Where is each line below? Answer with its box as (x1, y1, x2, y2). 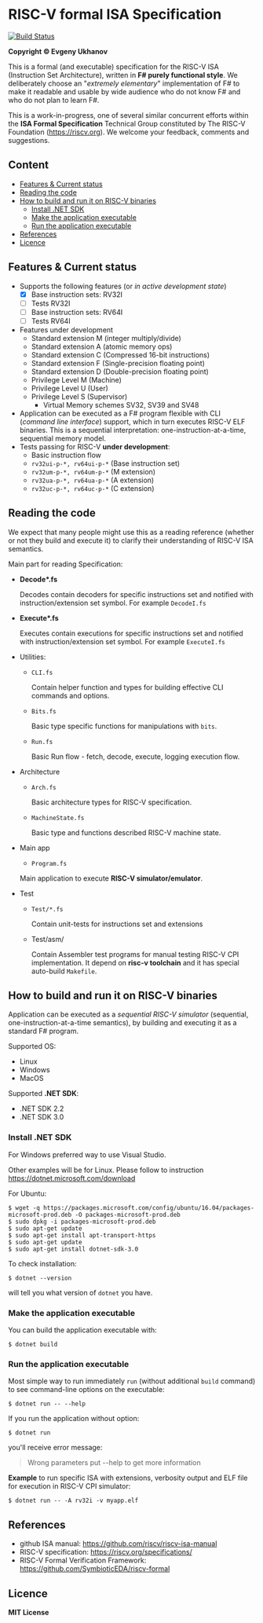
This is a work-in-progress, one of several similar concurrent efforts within (8, 110, 249, 119)
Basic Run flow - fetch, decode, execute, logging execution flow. (31, 752, 240, 761)
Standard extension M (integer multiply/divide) (31, 333, 182, 343)
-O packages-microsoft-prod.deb (75, 1211, 181, 1218)
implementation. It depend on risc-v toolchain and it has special (31, 958, 239, 967)
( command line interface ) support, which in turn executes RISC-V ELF (19, 416, 246, 426)
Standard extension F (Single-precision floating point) (31, 358, 206, 368)
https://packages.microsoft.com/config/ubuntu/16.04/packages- (42, 1204, 255, 1211)
